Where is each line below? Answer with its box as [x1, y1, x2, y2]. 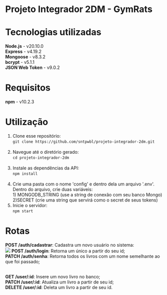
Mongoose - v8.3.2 [5, 54, 46, 60]
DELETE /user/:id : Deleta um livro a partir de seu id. [5, 284, 113, 290]
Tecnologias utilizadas [5, 27, 102, 38]
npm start [12, 209, 34, 214]
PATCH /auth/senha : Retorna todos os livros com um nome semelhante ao [5, 253, 160, 259]
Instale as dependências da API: [12, 165, 79, 171]
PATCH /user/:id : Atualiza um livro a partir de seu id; [5, 279, 114, 285]
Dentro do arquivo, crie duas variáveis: [12, 186, 93, 192]
